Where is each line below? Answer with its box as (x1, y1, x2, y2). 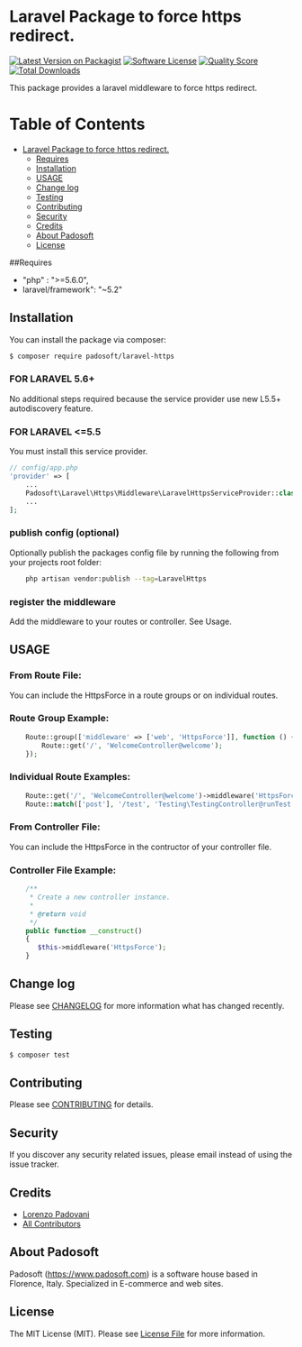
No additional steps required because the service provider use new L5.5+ (9, 393, 281, 404)
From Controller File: (9, 820, 101, 833)
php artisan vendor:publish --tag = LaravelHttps (25, 574, 207, 583)
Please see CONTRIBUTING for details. (9, 1099, 155, 1110)
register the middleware (9, 595, 117, 608)
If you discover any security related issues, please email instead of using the (9, 1150, 293, 1160)
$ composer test (9, 1050, 70, 1059)
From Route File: (9, 669, 83, 682)
